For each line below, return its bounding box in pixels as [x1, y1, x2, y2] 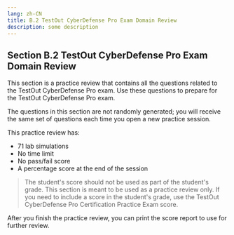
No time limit [17, 149, 55, 158]
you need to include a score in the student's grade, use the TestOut [24, 193, 219, 201]
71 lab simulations [17, 142, 69, 151]
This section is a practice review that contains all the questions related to [7, 79, 218, 88]
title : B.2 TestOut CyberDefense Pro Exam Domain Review [7, 17, 177, 24]
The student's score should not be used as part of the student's [24, 178, 209, 187]
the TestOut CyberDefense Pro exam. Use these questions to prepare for [7, 86, 218, 95]
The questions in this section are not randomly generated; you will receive [7, 107, 221, 116]
